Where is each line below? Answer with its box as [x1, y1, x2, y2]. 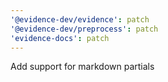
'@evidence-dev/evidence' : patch [10, 14, 150, 25]
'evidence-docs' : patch [10, 33, 110, 43]
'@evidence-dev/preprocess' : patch [10, 24, 159, 34]
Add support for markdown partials [10, 61, 155, 73]
